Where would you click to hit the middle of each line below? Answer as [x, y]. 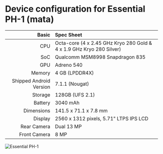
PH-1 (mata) [30, 19]
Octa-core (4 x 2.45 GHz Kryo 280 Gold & [104, 43]
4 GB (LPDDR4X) [74, 73]
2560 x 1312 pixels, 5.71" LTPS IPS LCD [102, 118]
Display [42, 118]
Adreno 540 [69, 65]
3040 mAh [67, 102]
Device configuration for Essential [75, 9]
